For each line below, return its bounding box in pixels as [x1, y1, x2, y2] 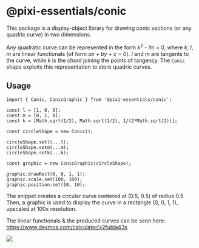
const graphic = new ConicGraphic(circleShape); [6, 160, 132, 167]
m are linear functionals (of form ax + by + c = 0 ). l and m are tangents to [6, 50, 189, 57]
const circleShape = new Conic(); [6, 129, 94, 135]
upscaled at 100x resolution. [6, 205, 77, 213]
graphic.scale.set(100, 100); [6, 176, 83, 183]
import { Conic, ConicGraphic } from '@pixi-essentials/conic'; [6, 97, 172, 103]
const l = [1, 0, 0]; [6, 108, 61, 114]
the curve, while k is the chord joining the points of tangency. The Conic [6, 57, 186, 64]
